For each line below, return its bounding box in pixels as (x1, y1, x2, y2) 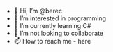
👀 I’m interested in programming (13, 14, 107, 22)
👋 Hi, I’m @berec (13, 7, 63, 15)
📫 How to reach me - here (13, 37, 91, 45)
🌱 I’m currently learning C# (13, 22, 91, 30)
